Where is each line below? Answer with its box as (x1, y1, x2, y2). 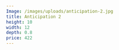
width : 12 (6, 24, 30, 30)
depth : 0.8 (6, 30, 33, 36)
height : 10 (6, 19, 33, 25)
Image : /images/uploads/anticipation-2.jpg (6, 8, 114, 14)
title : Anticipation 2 (6, 14, 61, 20)
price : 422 (6, 35, 33, 41)
